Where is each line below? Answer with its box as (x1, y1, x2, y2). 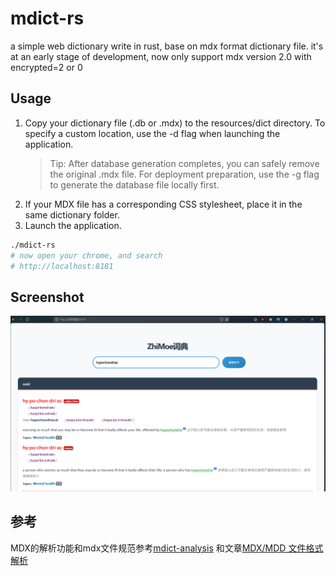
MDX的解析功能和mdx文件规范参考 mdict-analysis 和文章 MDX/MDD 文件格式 (10, 542, 324, 554)
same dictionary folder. (24, 208, 120, 221)
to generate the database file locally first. (49, 178, 220, 191)
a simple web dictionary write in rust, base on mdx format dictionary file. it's (10, 40, 324, 52)
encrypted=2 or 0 (10, 61, 83, 73)
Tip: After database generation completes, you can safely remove (49, 157, 320, 169)
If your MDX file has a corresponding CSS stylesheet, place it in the (24, 198, 303, 210)
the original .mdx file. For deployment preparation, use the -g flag (49, 168, 320, 180)
